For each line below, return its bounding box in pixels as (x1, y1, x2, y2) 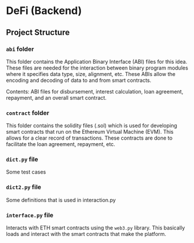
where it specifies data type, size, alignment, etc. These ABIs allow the (6, 70, 176, 77)
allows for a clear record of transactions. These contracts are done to (6, 134, 173, 141)
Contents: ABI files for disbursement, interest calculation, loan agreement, (6, 88, 184, 95)
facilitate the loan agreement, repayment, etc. (6, 141, 115, 148)
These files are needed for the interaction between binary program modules (6, 64, 188, 71)
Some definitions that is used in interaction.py (6, 196, 116, 203)
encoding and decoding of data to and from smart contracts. (6, 77, 151, 84)
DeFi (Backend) (6, 4, 82, 18)
